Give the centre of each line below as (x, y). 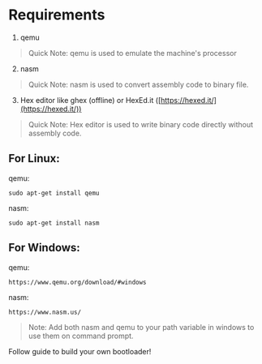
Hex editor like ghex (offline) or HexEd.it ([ (90, 100)
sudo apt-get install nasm (54, 223)
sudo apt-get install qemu (54, 193)
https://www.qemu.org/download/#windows (78, 282)
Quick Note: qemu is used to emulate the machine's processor (132, 53)
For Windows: (45, 248)
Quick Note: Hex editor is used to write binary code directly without (141, 124)
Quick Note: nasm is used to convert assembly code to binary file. (138, 84)
